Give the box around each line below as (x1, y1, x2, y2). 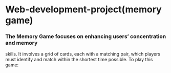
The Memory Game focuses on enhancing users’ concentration (5, 33, 166, 40)
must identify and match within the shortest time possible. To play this (5, 57, 153, 63)
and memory (5, 40, 38, 47)
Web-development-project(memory (5, 4, 162, 15)
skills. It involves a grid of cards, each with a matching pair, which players (5, 51, 160, 57)
